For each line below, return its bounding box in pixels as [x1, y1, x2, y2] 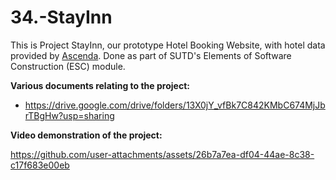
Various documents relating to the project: [10, 79, 190, 91]
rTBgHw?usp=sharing [24, 109, 115, 121]
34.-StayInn [10, 6, 113, 29]
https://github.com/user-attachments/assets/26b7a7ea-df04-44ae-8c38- [10, 148, 315, 160]
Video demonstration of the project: [10, 129, 163, 141]
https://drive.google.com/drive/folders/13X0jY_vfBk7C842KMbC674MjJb [24, 99, 326, 111]
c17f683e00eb [10, 159, 70, 171]
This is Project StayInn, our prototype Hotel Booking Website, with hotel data [10, 39, 326, 51]
